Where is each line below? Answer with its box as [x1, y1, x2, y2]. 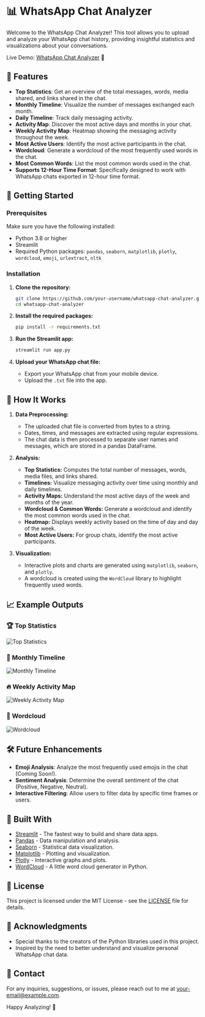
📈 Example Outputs [6, 599, 84, 610]
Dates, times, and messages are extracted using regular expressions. [24, 429, 199, 437]
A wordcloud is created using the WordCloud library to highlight [24, 575, 182, 582]
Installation [6, 270, 41, 278]
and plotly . [24, 568, 54, 575]
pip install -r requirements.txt [15, 324, 101, 330]
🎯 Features [6, 71, 48, 82]
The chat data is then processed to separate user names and [24, 436, 179, 443]
